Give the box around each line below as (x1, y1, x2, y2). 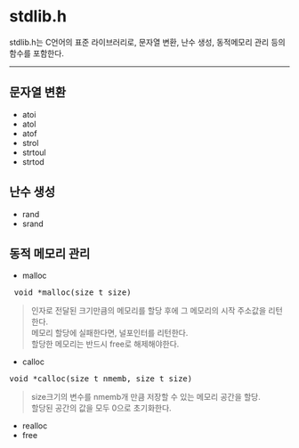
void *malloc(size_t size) (13, 288, 132, 297)
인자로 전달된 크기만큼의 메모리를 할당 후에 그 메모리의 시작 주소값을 (30, 305, 267, 316)
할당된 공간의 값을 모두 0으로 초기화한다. (30, 403, 172, 413)
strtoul (21, 147, 46, 158)
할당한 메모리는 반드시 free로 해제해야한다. (30, 338, 180, 349)
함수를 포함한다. (9, 47, 65, 59)
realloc (21, 420, 48, 431)
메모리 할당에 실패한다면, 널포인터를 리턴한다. (30, 328, 189, 338)
